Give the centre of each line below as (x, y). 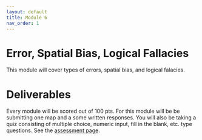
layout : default (27, 12)
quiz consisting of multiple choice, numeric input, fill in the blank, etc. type (99, 124)
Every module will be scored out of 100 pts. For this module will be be (93, 111)
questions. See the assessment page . (53, 130)
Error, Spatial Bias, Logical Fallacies (98, 53)
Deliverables (39, 94)
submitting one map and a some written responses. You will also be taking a (101, 118)
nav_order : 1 (23, 23)
